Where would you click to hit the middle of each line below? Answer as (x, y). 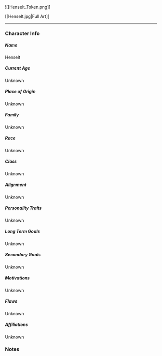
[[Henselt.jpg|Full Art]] (27, 16)
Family (12, 115)
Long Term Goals (22, 232)
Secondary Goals (23, 255)
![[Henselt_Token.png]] (28, 7)
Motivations (17, 278)
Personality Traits (23, 208)
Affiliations (16, 325)
